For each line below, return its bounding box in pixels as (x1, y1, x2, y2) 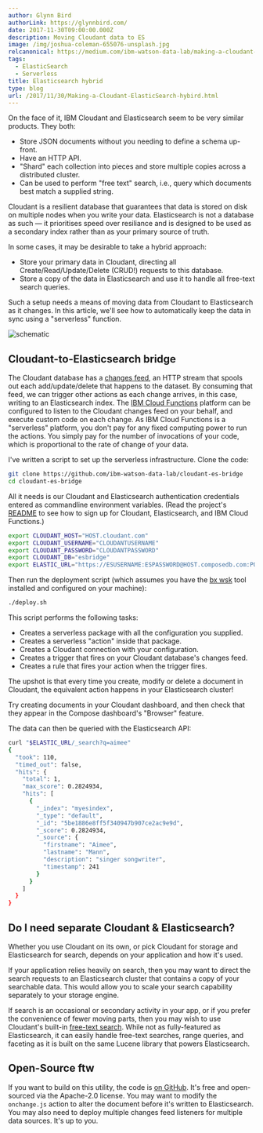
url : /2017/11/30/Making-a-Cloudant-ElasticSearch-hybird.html (8, 92, 219, 100)
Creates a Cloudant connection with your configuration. (19, 645, 200, 654)
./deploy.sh (8, 599, 47, 607)
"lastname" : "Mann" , (42, 848, 110, 856)
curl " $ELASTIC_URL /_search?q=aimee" (8, 739, 131, 747)
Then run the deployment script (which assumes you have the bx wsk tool (8, 575, 247, 585)
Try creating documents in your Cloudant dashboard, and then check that (8, 700, 245, 710)
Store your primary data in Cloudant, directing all (19, 257, 177, 267)
